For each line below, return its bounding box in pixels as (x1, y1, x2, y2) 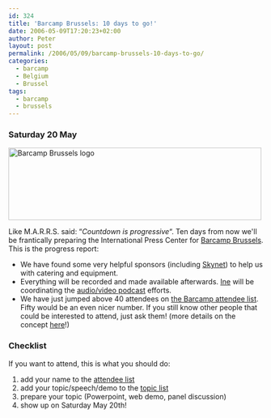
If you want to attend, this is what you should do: (8, 358, 171, 369)
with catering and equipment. (19, 268, 119, 278)
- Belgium (15, 72, 49, 80)
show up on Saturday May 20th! (19, 400, 127, 410)
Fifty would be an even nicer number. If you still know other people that (19, 303, 257, 313)
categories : (8, 58, 49, 66)
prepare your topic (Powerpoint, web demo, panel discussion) (19, 391, 227, 401)
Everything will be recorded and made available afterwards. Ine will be (19, 277, 255, 287)
